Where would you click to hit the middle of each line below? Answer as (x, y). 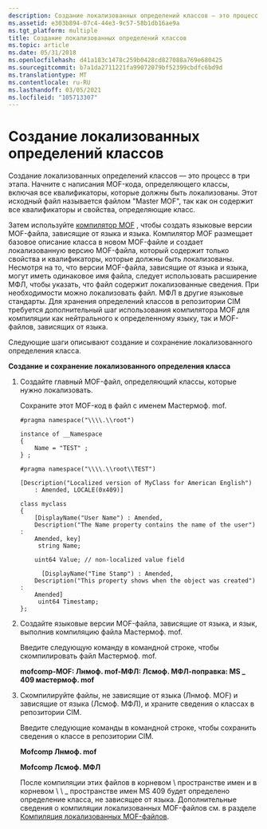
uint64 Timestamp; (69, 602)
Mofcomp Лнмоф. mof (58, 752)
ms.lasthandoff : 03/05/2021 (55, 90)
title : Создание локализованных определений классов (98, 38)
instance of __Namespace (61, 434)
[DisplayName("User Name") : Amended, (99, 518)
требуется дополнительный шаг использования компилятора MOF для (129, 310)
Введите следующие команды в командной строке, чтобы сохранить (138, 728)
